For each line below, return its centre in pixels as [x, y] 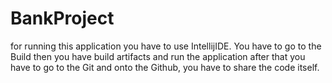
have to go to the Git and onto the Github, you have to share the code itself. [165, 67]
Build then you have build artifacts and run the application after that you [158, 56]
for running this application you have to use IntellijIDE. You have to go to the [166, 46]
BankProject [62, 18]
